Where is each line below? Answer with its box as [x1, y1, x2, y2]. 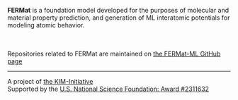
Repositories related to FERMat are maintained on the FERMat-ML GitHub [7, 49, 221, 58]
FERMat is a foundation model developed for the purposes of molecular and [7, 6, 229, 14]
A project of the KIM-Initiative [7, 77, 93, 85]
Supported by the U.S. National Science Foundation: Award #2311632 [7, 85, 210, 93]
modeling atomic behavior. [7, 21, 85, 29]
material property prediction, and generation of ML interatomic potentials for [7, 13, 230, 22]
